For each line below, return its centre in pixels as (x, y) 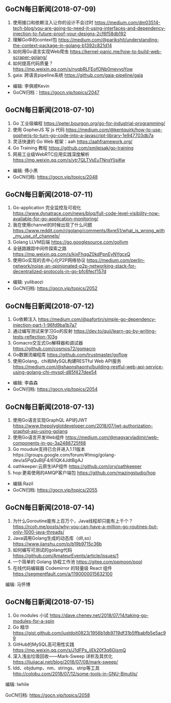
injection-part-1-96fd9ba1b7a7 (45, 325)
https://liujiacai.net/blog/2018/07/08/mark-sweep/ (65, 662)
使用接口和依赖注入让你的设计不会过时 (53, 22)
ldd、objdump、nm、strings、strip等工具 (56, 668)
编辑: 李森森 (25, 383)
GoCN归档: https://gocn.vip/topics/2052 (55, 288)
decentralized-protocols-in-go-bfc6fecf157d (59, 272)
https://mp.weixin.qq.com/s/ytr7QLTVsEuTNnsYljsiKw (69, 160)
